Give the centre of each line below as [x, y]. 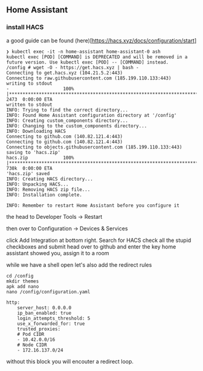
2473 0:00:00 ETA [29, 99]
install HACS [25, 27]
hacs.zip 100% [40, 158]
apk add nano [23, 286]
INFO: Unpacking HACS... [37, 184]
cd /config [20, 276]
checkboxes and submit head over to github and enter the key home [91, 246]
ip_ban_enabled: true [44, 313]
